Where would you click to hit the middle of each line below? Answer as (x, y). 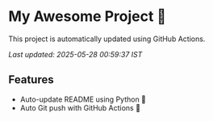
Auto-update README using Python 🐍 (83, 99)
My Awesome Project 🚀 (88, 17)
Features (31, 80)
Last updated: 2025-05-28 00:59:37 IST (75, 54)
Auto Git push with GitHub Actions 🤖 (80, 107)
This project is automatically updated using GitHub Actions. (107, 39)
